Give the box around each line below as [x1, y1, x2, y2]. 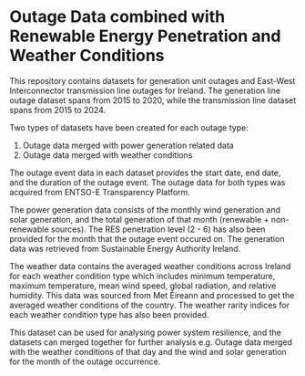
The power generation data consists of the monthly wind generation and [9, 204, 280, 215]
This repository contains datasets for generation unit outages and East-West [9, 75, 296, 86]
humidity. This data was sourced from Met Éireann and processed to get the [9, 289, 295, 300]
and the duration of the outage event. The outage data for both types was [9, 176, 286, 188]
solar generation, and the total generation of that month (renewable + [9, 214, 269, 225]
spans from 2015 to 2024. [9, 104, 107, 115]
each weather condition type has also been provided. [9, 308, 209, 320]
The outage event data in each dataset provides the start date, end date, [9, 167, 281, 178]
